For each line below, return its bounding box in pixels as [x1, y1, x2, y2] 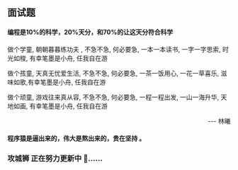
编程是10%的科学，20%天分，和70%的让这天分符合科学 [7, 28, 174, 36]
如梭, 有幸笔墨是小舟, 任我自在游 [13, 54, 108, 62]
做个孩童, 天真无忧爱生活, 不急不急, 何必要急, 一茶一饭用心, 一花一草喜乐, [7, 69, 220, 77]
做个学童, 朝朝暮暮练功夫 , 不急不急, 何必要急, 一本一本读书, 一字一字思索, [7, 45, 221, 53]
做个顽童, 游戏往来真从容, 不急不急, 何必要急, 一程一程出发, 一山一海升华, [7, 93, 220, 101]
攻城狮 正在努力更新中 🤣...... [7, 154, 103, 164]
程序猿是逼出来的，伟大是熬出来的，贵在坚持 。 [7, 134, 146, 143]
